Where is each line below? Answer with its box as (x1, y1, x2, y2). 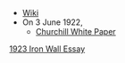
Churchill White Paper (35, 27, 116, 36)
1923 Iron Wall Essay (9, 43, 86, 54)
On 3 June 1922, (21, 17, 83, 28)
